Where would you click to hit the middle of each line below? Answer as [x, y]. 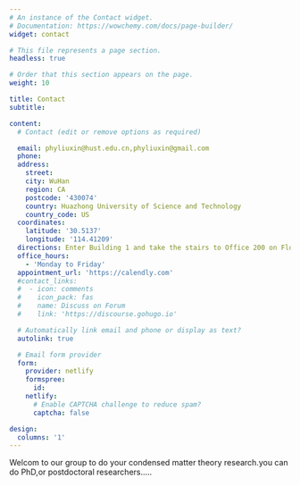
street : [39, 173]
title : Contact [37, 99]
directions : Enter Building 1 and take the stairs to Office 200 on [147, 247]
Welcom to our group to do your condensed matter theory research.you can [149, 463]
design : [24, 429]
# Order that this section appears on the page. [101, 75]
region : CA [46, 189]
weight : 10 [29, 83]
